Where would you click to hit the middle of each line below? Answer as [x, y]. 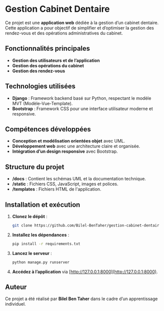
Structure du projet [35, 167]
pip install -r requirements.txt [46, 244]
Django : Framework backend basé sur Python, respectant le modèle [82, 98]
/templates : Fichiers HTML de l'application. [57, 189]
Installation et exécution [43, 205]
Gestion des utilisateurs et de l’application [56, 60]
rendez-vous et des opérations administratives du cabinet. [64, 33]
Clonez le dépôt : [30, 216]
